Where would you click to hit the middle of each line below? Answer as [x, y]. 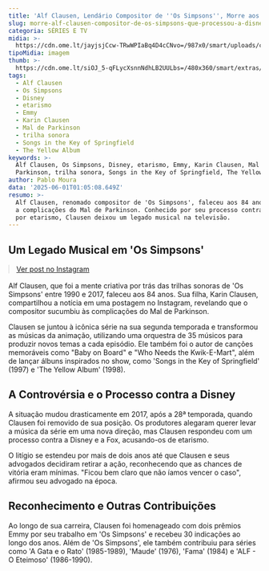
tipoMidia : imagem [39, 53]
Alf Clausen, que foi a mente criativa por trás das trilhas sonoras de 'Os [126, 286]
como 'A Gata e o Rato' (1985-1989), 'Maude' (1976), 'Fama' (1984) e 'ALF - [132, 551]
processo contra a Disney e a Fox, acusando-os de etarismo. [109, 439]
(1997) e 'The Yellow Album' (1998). [67, 369]
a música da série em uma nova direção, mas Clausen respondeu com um [130, 431]
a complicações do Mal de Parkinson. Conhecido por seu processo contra [139, 210]
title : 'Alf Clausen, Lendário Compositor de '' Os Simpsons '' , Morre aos [134, 16]
